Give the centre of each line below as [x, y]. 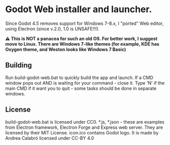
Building [19, 65]
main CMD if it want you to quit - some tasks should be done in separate [81, 88]
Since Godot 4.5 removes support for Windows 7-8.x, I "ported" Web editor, [84, 23]
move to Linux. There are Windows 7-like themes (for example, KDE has [82, 44]
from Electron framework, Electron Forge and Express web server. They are [84, 127]
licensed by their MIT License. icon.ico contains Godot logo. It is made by [82, 132]
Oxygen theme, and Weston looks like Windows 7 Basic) [66, 49]
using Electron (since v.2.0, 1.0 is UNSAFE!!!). [53, 28]
